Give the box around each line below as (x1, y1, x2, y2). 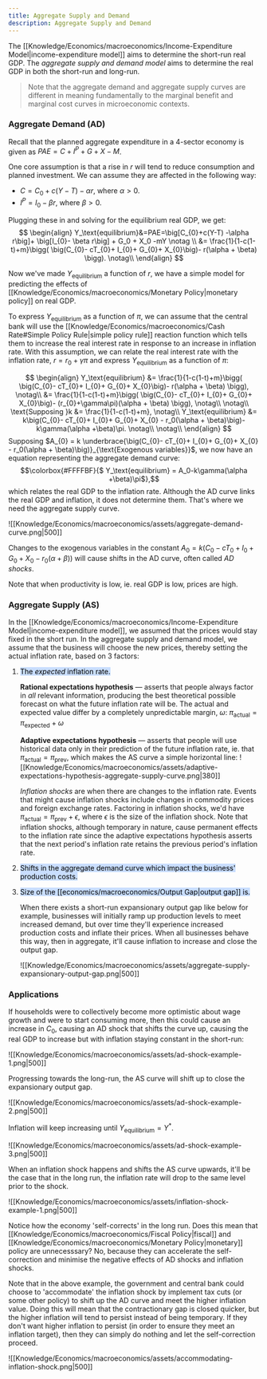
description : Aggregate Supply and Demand (8, 19, 151, 27)
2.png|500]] (8, 1106, 48, 1116)
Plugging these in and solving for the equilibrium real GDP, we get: (8, 215, 226, 224)
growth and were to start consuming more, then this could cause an (8, 1015, 231, 1025)
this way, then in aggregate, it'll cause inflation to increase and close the (19, 937, 257, 946)
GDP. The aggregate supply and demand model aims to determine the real (8, 57, 253, 68)
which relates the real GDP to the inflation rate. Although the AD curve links (8, 487, 255, 496)
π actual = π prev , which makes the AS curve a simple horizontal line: (19, 752, 238, 764)
